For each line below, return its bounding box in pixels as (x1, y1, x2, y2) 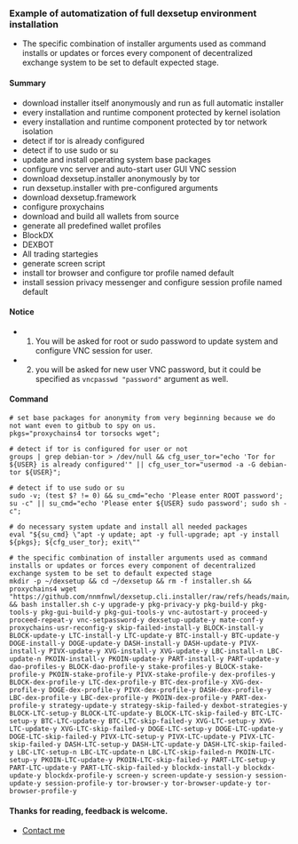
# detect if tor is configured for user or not (9, 444, 189, 453)
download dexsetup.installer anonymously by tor (21, 172, 200, 184)
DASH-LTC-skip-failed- (203, 740, 288, 749)
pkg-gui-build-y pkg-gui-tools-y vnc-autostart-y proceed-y (41, 608, 268, 617)
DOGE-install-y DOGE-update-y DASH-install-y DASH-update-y (9, 639, 237, 648)
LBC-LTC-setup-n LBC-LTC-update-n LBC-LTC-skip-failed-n (17, 747, 232, 757)
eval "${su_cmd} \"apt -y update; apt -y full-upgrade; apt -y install (9, 529, 279, 539)
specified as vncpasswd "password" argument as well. (35, 373, 229, 384)
